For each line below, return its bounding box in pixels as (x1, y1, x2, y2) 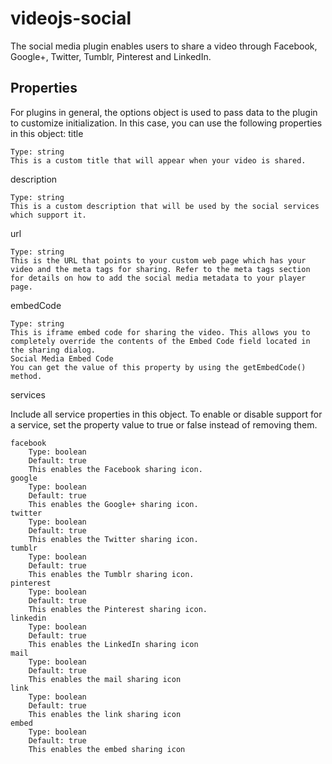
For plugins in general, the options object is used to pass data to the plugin (10, 106, 318, 118)
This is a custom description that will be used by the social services (10, 201, 320, 211)
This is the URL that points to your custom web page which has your (10, 255, 307, 266)
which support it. (10, 210, 87, 220)
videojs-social (10, 7, 132, 30)
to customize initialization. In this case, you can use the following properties (10, 117, 323, 129)
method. (10, 371, 43, 381)
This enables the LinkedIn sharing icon (28, 639, 199, 649)
